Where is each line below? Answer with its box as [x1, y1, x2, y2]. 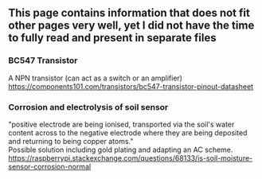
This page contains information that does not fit [8, 6, 251, 20]
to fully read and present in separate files [8, 31, 217, 45]
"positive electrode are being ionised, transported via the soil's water [8, 119, 235, 129]
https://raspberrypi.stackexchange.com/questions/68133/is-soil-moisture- [8, 153, 253, 162]
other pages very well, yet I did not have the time [8, 19, 255, 33]
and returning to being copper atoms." [8, 136, 134, 146]
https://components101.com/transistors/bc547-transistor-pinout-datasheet [8, 81, 253, 91]
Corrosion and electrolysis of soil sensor [8, 101, 169, 112]
